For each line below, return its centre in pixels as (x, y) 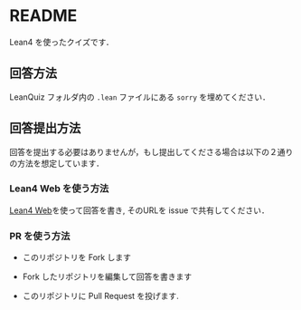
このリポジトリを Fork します (76, 257)
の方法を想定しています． (57, 163)
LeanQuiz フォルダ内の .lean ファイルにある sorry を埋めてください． (140, 97)
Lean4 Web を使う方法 (59, 189)
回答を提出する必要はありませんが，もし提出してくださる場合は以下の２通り (151, 151)
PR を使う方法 (40, 236)
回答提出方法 (45, 128)
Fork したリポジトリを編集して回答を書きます (107, 276)
